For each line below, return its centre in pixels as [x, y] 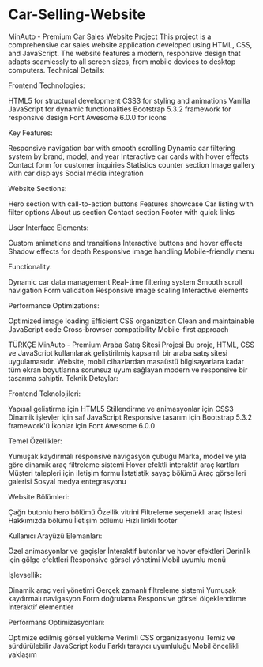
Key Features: [30, 133]
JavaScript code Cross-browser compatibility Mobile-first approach [118, 329]
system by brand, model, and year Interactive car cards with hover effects [128, 156]
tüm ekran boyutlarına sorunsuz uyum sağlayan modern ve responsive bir [128, 370]
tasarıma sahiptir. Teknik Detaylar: [63, 378]
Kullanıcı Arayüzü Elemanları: [55, 536]
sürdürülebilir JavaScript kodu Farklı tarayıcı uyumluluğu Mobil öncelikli [124, 646]
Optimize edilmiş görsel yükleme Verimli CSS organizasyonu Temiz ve [122, 637]
